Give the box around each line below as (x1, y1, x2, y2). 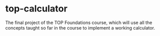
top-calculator (5, 3, 68, 14)
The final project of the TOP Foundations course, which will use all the (5, 19, 152, 25)
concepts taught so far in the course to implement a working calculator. (5, 24, 155, 30)
